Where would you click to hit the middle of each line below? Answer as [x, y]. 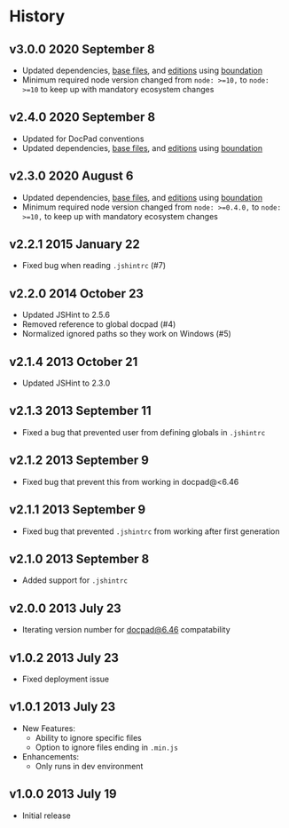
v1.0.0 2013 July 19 [63, 794]
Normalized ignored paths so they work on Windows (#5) [127, 334]
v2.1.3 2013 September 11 [81, 411]
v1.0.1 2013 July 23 [62, 707]
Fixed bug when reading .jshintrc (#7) [94, 266]
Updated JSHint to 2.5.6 [66, 315]
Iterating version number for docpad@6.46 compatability [126, 630]
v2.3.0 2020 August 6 [71, 176]
